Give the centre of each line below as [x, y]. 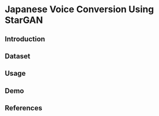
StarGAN [24, 20]
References [24, 108]
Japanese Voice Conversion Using [79, 9]
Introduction [25, 39]
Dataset [18, 56]
